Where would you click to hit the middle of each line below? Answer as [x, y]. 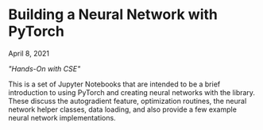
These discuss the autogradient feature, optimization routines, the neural [128, 101]
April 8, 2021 [29, 53]
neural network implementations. [62, 117]
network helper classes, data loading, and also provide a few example [122, 109]
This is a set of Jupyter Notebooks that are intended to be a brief [114, 84]
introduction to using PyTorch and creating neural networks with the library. [132, 92]
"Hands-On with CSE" [44, 68]
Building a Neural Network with [113, 15]
